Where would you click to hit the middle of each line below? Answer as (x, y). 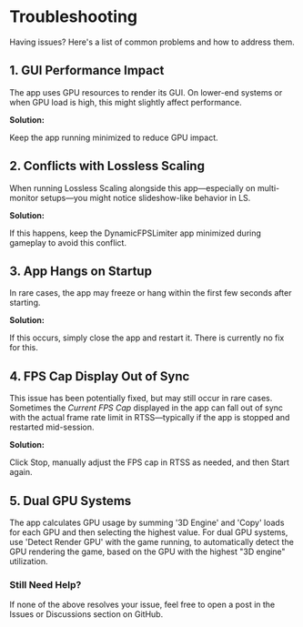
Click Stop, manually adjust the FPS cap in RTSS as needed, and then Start (149, 462)
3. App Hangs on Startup (81, 271)
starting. (25, 303)
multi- (268, 187)
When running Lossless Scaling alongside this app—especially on (133, 187)
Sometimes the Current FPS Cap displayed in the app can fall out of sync (146, 408)
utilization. (29, 561)
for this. (24, 348)
